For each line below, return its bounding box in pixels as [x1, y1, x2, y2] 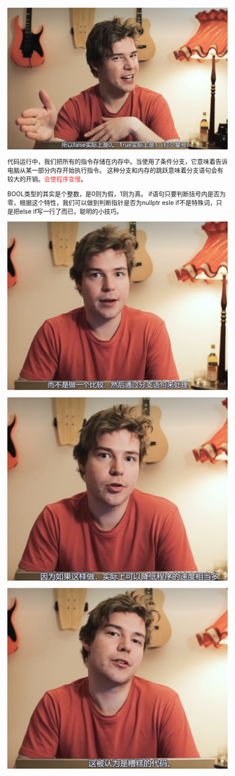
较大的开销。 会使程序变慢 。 [7, 174, 87, 183]
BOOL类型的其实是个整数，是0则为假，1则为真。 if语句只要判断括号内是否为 [7, 190, 226, 198]
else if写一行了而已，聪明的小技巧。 [19, 207, 123, 216]
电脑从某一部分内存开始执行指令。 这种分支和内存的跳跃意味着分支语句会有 [7, 166, 224, 174]
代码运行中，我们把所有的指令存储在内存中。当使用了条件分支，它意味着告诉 [7, 157, 228, 165]
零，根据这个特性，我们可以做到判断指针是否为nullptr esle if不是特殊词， [7, 198, 217, 206]
